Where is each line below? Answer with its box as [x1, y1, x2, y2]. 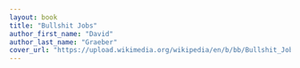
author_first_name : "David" [9, 29, 114, 38]
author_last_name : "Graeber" [9, 37, 118, 47]
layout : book [9, 12, 58, 22]
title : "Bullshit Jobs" [9, 21, 98, 30]
